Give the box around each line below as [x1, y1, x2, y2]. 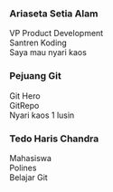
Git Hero [9, 90, 41, 101]
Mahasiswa [9, 152, 52, 163]
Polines [9, 162, 37, 173]
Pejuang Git [9, 70, 61, 82]
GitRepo [9, 100, 40, 110]
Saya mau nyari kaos [9, 47, 88, 58]
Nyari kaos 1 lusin [9, 110, 75, 120]
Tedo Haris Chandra [9, 132, 99, 145]
